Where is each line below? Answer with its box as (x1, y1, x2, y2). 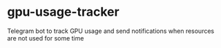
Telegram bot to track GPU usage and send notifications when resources (7, 27, 215, 35)
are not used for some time (7, 34, 84, 42)
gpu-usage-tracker (7, 4, 119, 20)
